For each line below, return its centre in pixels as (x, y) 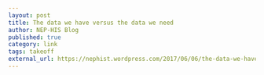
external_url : (31, 59)
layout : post (29, 15)
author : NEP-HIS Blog (44, 30)
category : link (33, 45)
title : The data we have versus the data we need (91, 23)
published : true (35, 37)
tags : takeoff (31, 52)
